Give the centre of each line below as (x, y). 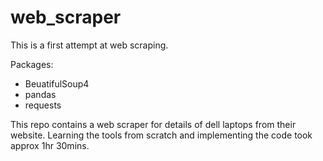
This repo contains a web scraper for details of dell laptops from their (153, 124)
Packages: (32, 64)
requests (43, 105)
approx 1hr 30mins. (50, 145)
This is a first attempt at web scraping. (89, 45)
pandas (40, 94)
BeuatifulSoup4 (57, 83)
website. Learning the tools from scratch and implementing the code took (161, 135)
